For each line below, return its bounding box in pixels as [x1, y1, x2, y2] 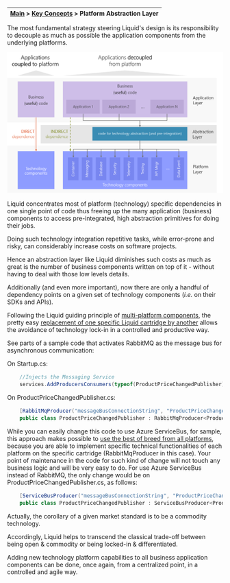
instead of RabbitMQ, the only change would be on [7, 471, 151, 479]
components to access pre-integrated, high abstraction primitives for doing [7, 214, 220, 223]
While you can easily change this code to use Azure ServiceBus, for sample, [7, 427, 222, 436]
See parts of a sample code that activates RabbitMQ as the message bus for [7, 339, 222, 347]
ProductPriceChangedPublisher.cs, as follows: [7, 478, 138, 486]
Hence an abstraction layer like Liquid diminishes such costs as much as [7, 255, 212, 264]
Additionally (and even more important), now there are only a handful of [7, 283, 209, 291]
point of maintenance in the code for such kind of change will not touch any [7, 456, 220, 464]
